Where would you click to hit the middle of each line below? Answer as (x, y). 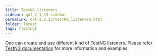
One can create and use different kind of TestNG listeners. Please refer (79, 43)
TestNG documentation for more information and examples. (67, 48)
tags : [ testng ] (21, 29)
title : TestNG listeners (31, 10)
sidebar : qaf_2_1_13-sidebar (36, 15)
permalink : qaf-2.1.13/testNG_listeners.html (54, 19)
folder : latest (21, 24)
